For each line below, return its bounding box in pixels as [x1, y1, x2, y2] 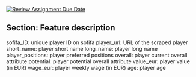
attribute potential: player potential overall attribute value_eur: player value [6, 57, 191, 65]
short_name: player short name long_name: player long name [6, 45, 158, 52]
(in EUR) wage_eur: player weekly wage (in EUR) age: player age [6, 64, 167, 71]
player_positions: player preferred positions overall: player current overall [6, 51, 188, 58]
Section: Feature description [6, 23, 115, 33]
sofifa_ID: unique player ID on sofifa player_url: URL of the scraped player [6, 39, 188, 46]
